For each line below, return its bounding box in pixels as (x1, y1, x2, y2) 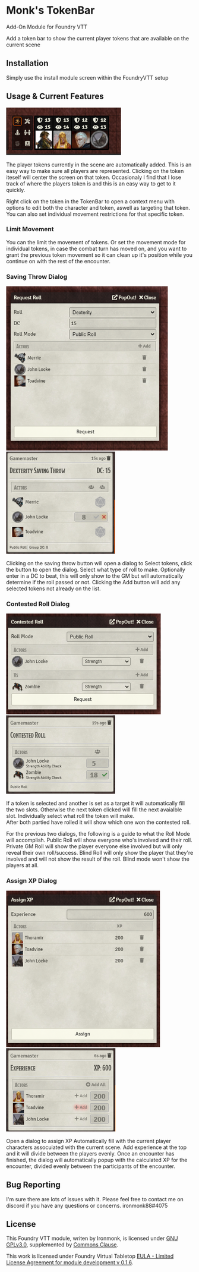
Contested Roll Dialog (6, 600, 70, 608)
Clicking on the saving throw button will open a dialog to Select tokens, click (6, 560, 192, 567)
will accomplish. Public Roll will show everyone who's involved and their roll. (6, 836, 192, 844)
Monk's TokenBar (6, 4, 95, 17)
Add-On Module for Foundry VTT (6, 23, 88, 30)
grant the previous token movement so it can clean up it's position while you (6, 251, 193, 259)
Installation (6, 58, 49, 68)
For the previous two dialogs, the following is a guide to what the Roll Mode (6, 830, 190, 837)
